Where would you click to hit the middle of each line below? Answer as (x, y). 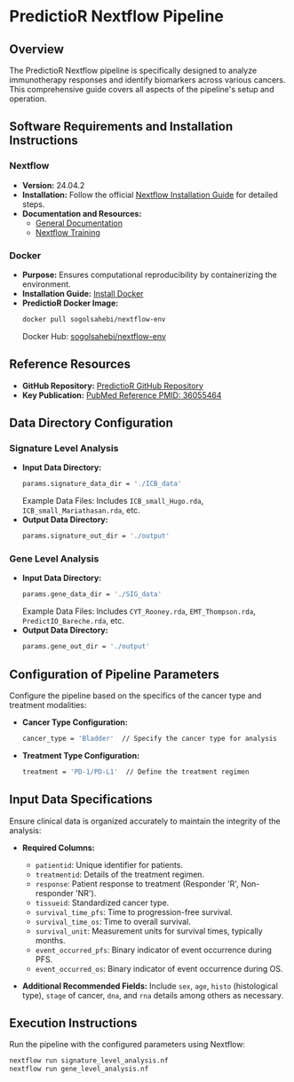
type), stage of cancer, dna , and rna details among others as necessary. (153, 995)
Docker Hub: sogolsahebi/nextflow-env (94, 336)
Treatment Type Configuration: (81, 755)
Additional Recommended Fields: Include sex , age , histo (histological (150, 986)
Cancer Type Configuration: (75, 722)
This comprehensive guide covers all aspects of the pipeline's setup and (142, 89)
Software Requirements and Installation (121, 127)
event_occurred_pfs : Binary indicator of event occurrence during (154, 950)
